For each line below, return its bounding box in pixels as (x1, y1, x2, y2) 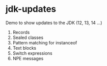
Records (12, 29, 30, 35)
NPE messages (12, 55, 44, 61)
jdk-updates (5, 3, 56, 15)
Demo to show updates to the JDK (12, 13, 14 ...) (5, 20, 103, 26)
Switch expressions (12, 50, 53, 56)
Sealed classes (12, 34, 44, 40)
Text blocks (12, 45, 36, 51)
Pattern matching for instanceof (12, 39, 78, 45)
